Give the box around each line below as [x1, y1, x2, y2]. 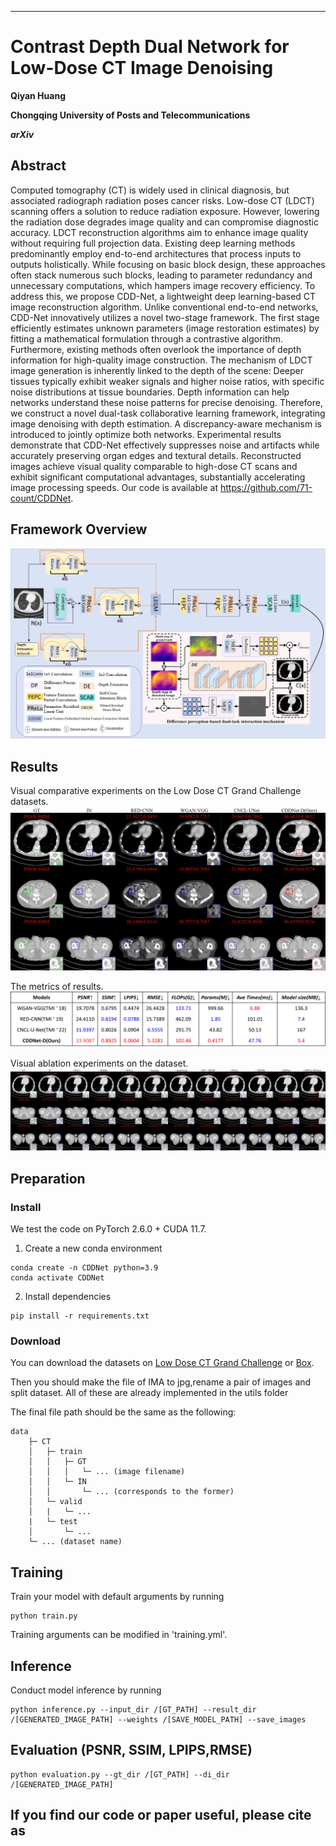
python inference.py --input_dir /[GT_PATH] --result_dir [10, 1704, 257, 1715]
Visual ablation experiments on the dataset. [10, 1057, 189, 1070]
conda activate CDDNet [10, 1273, 105, 1283]
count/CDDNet [10, 492, 72, 504]
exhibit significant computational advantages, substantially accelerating [10, 471, 306, 483]
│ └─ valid [28, 1497, 83, 1507]
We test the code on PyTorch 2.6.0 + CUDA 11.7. [10, 1223, 207, 1235]
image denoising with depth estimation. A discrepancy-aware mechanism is [10, 417, 322, 430]
